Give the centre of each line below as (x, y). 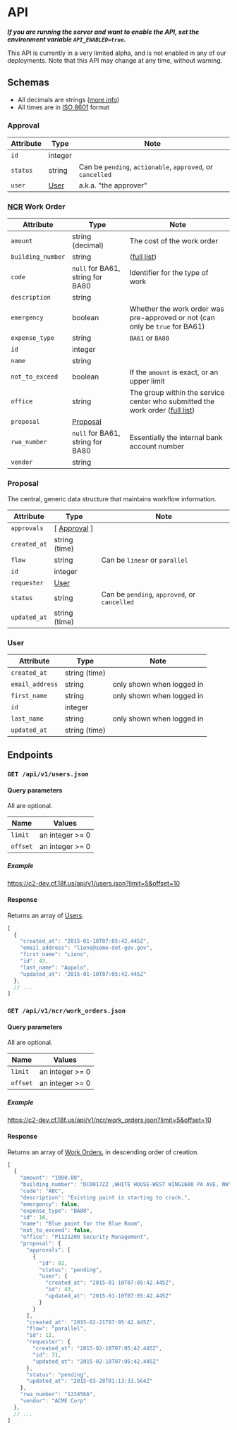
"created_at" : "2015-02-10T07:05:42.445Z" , (97, 1349)
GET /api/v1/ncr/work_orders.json (66, 1011)
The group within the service (177, 393)
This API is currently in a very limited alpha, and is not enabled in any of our (117, 53)
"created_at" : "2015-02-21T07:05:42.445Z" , (91, 1322)
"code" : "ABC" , (42, 1191)
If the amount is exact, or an (174, 372)
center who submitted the (172, 401)
